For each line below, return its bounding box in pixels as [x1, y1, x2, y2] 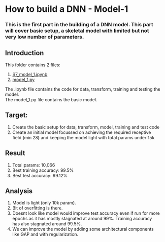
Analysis [5, 187, 33, 195]
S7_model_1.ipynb [12, 71, 48, 77]
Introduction [5, 48, 44, 57]
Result [5, 149, 26, 158]
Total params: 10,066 [12, 162, 55, 168]
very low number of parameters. [5, 34, 84, 40]
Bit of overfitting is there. [12, 205, 63, 211]
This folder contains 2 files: [5, 62, 61, 68]
